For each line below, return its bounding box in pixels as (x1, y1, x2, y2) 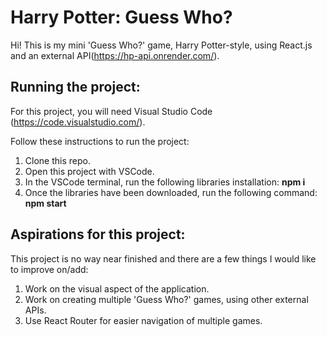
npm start (24, 197, 67, 209)
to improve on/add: (10, 263, 89, 275)
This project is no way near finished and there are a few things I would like (10, 252, 317, 265)
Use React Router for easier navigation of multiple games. (24, 314, 263, 326)
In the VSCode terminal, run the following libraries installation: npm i (24, 176, 306, 188)
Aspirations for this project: (10, 226, 186, 243)
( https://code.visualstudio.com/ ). (10, 116, 146, 128)
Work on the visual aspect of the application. (24, 282, 210, 295)
